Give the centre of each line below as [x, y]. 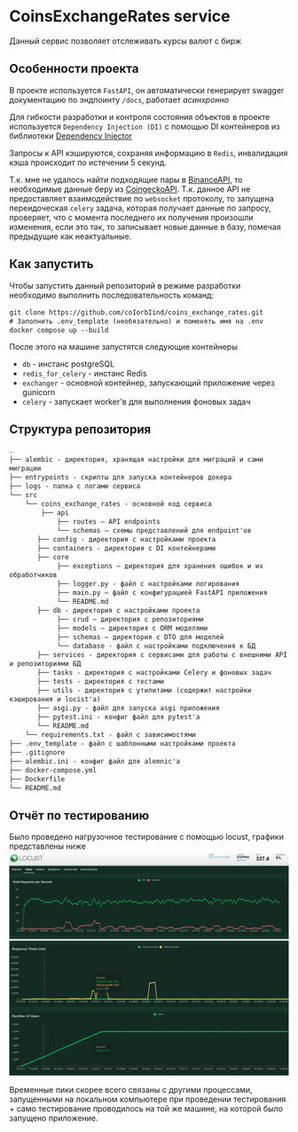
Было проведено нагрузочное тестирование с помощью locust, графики [146, 837]
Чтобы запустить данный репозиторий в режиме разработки [125, 285]
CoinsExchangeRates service [120, 16]
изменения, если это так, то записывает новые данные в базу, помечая [145, 226]
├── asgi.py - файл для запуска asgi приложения [128, 708]
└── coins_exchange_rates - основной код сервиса [119, 504]
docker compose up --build [59, 330]
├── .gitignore [37, 753]
